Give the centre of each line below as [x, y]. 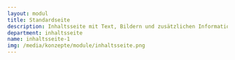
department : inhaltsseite [45, 33]
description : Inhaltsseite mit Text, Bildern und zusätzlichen [101, 26]
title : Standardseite [39, 20]
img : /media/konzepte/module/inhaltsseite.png [76, 46]
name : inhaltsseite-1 [39, 39]
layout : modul [28, 13]
